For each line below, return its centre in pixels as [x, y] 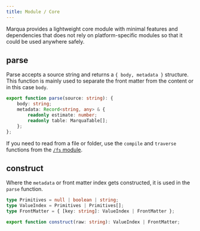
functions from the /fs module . [44, 150]
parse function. [25, 189]
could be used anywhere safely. [45, 41]
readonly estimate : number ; [62, 115]
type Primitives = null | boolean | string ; [62, 200]
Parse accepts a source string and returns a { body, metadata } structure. [98, 75]
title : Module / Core [33, 12]
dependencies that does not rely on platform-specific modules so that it [95, 35]
